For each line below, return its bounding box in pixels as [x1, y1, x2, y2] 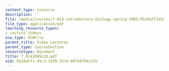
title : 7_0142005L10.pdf [5, 53, 57, 59]
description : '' [5, 12, 39, 17]
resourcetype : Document [5, 49, 55, 54]
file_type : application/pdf [5, 21, 64, 26]
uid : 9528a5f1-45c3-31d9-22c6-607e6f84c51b [5, 58, 98, 63]
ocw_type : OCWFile [5, 35, 44, 40]
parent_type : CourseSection [5, 44, 64, 49]
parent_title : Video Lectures [5, 40, 69, 45]
